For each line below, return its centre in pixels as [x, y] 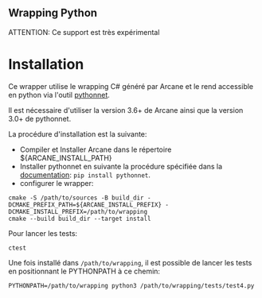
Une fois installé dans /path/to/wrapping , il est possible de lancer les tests [130, 262]
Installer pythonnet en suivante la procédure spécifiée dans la [121, 166]
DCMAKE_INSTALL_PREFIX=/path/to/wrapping [78, 211]
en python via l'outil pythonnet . [59, 95]
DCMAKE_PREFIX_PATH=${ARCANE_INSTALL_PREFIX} [85, 205]
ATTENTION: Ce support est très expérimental [84, 32]
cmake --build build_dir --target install [80, 219]
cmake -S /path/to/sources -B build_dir [76, 198]
